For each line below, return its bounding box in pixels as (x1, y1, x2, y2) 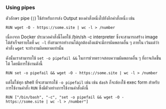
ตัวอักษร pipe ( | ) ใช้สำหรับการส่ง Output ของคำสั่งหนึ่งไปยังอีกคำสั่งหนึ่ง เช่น (5, 15, 135, 21)
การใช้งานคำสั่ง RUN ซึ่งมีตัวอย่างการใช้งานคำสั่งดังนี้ (5, 85, 89, 91)
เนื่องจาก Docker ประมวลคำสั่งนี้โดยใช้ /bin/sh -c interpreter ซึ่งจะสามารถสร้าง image (5, 34, 158, 40)
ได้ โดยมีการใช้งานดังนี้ (5, 61, 43, 67)
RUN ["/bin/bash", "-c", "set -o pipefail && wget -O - (5, 95, 124, 100)
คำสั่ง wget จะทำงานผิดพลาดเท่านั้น (5, 45, 64, 51)
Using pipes (5, 4, 35, 11)
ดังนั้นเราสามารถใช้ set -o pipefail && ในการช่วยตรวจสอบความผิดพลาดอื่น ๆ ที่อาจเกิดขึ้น (5, 55, 162, 61)
